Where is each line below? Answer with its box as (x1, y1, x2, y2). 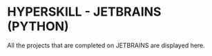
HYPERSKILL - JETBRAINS (7, 4, 162, 20)
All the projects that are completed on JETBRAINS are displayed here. (7, 41, 205, 49)
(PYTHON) (7, 18, 69, 34)
